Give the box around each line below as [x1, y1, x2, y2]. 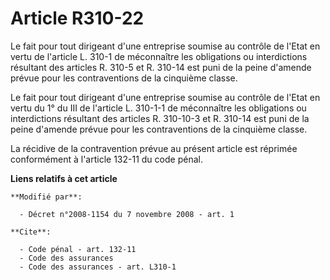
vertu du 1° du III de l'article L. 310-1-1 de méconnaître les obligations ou [10, 102, 307, 114]
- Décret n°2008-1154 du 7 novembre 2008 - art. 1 [19, 209, 235, 219]
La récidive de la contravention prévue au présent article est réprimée [10, 142, 298, 154]
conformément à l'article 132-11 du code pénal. [10, 153, 203, 165]
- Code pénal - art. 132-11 [19, 244, 137, 254]
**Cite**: [10, 227, 52, 237]
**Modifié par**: [10, 192, 83, 202]
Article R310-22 [10, 7, 145, 30]
